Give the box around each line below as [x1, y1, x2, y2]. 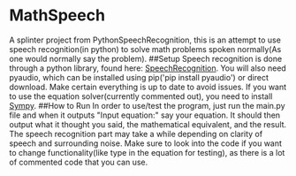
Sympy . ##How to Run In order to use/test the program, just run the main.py [9, 100, 285, 111]
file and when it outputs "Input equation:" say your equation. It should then [9, 110, 281, 120]
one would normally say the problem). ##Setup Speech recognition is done [9, 53, 283, 64]
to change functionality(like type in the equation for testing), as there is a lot [9, 147, 285, 157]
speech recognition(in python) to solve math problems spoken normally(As [9, 43, 282, 54]
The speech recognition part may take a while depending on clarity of [9, 128, 263, 139]
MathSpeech [9, 5, 106, 26]
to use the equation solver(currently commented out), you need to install [9, 90, 273, 102]
